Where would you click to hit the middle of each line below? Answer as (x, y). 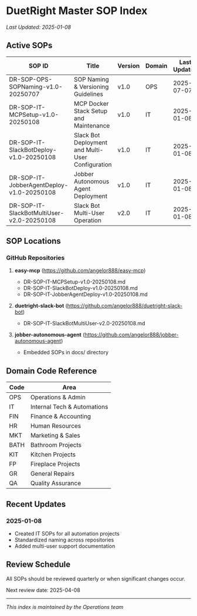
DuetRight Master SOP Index (77, 11)
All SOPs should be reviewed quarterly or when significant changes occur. (96, 578)
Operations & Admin (58, 398)
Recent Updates (36, 504)
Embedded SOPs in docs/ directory (66, 352)
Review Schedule (38, 565)
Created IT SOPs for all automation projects (67, 533)
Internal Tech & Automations (69, 407)
